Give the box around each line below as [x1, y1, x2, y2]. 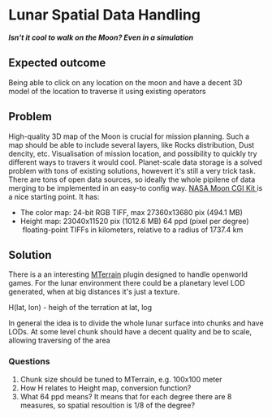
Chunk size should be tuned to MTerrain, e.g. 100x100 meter [19, 374, 222, 384]
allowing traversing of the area [8, 335, 111, 346]
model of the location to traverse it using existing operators [8, 86, 206, 96]
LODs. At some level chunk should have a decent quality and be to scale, [8, 327, 253, 337]
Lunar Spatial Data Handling [8, 6, 201, 24]
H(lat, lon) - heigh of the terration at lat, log [8, 303, 153, 312]
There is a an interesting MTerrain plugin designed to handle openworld [8, 269, 248, 279]
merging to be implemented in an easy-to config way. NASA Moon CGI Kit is [8, 183, 263, 192]
